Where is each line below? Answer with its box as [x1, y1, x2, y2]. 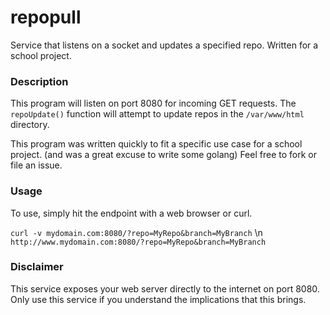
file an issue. [10, 159, 63, 171]
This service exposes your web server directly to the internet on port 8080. [10, 282, 320, 295]
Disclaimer [10, 260, 64, 274]
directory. [10, 119, 50, 131]
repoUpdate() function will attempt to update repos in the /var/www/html [10, 108, 305, 120]
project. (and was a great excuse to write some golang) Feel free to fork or [10, 149, 317, 161]
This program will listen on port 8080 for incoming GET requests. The [10, 97, 297, 110]
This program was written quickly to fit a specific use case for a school [10, 138, 303, 150]
